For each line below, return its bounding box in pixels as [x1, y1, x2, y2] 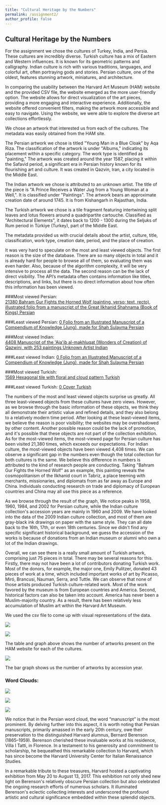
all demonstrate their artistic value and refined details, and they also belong [5, 409, 159, 415]
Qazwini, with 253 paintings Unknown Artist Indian [5, 344, 108, 350]
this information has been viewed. [5, 284, 74, 290]
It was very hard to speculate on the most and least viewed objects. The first [5, 247, 161, 253]
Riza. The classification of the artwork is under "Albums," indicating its [5, 145, 148, 151]
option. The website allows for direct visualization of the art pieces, [5, 95, 142, 101]
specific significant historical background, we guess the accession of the [5, 530, 154, 536]
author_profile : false [5, 16, 52, 21]
